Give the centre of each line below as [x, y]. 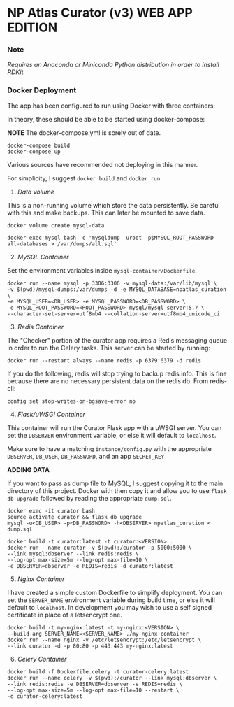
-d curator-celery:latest [45, 696]
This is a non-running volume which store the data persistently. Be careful [114, 205]
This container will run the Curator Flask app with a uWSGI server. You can [115, 427]
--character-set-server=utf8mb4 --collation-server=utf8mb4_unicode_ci [114, 314]
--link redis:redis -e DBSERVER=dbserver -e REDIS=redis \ [95, 684]
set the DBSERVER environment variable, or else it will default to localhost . [112, 435]
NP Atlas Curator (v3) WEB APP [100, 13]
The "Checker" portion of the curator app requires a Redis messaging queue [117, 340]
